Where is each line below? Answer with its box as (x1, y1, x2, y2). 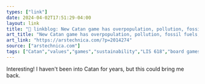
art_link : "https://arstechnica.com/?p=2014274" (6, 37, 132, 43)
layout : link (6, 20, 40, 26)
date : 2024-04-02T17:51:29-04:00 (6, 15, 92, 21)
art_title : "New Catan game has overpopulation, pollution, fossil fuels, (6, 32, 201, 38)
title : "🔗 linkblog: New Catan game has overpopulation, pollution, (6, 26, 184, 32)
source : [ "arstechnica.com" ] (6, 43, 81, 49)
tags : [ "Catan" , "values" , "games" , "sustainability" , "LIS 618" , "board (6, 49, 184, 55)
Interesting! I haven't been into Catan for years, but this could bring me (6, 65, 184, 72)
